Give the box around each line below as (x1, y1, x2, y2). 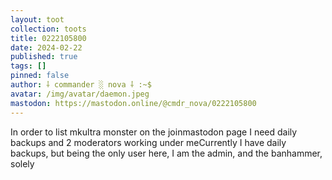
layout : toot (10, 14, 65, 25)
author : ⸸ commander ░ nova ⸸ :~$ (10, 80, 152, 90)
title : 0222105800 (10, 33, 87, 43)
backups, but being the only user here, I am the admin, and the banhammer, (10, 147, 323, 159)
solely (10, 157, 35, 170)
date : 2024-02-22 (10, 42, 83, 53)
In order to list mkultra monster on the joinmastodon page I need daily (10, 126, 298, 138)
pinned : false (10, 71, 70, 81)
